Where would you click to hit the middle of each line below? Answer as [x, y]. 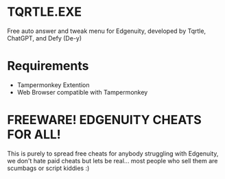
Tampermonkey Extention [53, 85]
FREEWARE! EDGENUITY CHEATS [105, 120]
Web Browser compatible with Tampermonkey [82, 92]
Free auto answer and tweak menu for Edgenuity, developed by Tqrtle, [107, 31]
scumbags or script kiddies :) [48, 168]
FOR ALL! [34, 135]
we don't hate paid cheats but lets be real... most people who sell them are [113, 160]
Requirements [48, 66]
